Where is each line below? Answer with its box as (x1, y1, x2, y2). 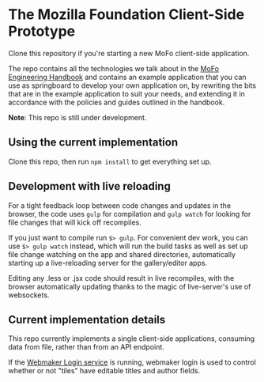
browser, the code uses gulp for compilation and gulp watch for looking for (8, 209, 251, 218)
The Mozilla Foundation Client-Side (8, 6, 245, 24)
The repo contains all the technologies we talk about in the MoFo (8, 63, 220, 73)
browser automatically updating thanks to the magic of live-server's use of (8, 282, 251, 291)
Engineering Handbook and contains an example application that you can (8, 72, 247, 81)
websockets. (8, 290, 50, 300)
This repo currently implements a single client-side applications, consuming (8, 334, 255, 343)
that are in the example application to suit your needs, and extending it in (8, 89, 245, 98)
